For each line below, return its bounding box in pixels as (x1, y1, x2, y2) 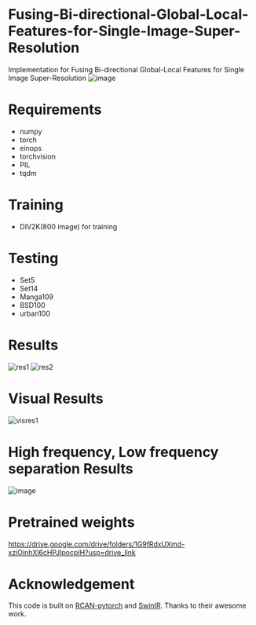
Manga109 (19, 292, 53, 302)
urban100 (19, 309, 51, 318)
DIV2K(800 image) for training (19, 221, 118, 231)
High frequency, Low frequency (8, 443, 219, 461)
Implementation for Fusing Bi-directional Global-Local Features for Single (8, 64, 245, 74)
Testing (8, 250, 59, 267)
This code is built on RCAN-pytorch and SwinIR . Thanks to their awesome (8, 601, 247, 610)
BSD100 (19, 300, 46, 309)
